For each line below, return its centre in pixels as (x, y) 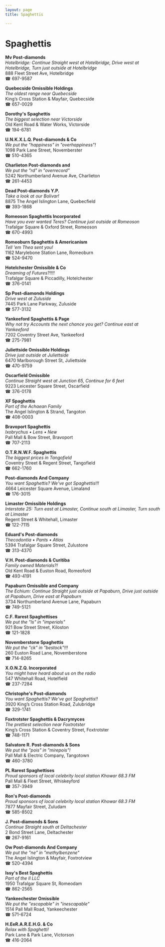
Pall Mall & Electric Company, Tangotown (47, 755)
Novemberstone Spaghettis (34, 642)
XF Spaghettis (20, 401)
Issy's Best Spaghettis (29, 873)
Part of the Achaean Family (33, 406)
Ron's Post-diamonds (28, 796)
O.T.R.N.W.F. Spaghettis (31, 452)
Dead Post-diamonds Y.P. (32, 191)
